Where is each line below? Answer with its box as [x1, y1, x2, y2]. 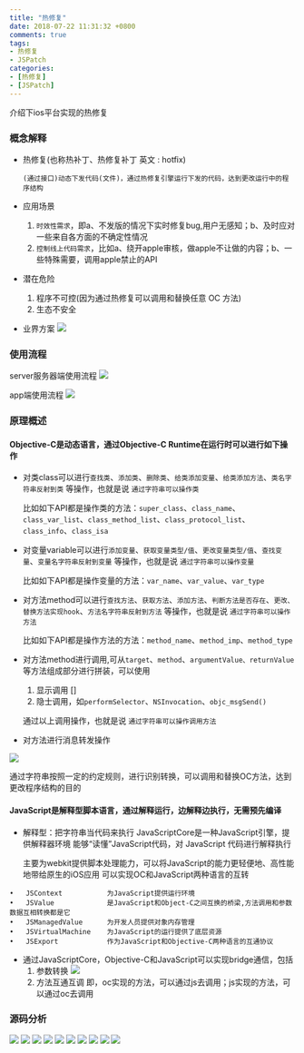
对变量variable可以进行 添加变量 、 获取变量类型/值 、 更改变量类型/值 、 [22, 545, 262, 556]
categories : [9, 64, 54, 74]
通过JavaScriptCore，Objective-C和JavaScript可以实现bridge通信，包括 [22, 954, 294, 965]
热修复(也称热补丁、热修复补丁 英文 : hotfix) [22, 153, 186, 164]
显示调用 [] [35, 684, 77, 695]
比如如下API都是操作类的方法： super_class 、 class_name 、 [22, 503, 240, 514]
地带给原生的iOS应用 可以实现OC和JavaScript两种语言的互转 [22, 869, 250, 880]
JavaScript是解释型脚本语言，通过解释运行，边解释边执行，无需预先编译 [9, 804, 282, 815]
